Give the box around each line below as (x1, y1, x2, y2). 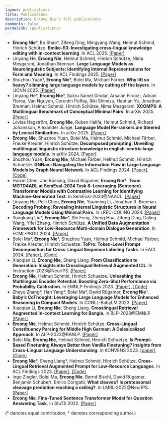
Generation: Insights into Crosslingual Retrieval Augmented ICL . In (12, 263, 153, 269)
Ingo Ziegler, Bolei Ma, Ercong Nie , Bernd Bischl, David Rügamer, (12, 374, 146, 380)
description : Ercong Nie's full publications (5, 16, 101, 21)
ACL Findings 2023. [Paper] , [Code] (12, 369, 86, 375)
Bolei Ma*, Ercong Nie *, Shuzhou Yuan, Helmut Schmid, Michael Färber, (12, 236, 160, 242)
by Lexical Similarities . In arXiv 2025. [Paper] (12, 130, 106, 136)
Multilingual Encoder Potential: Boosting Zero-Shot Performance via (12, 278, 157, 285)
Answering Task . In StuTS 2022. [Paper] (12, 401, 96, 407)
